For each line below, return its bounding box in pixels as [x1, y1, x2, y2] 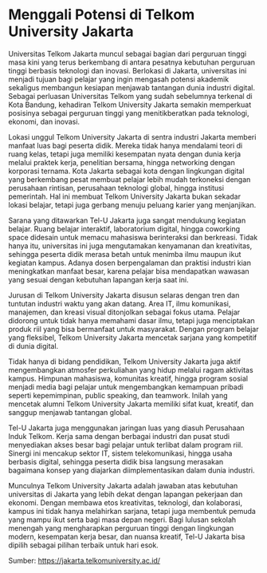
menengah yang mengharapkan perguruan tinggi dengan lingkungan [8, 523, 234, 532]
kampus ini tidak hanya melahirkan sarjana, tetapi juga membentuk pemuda [8, 506, 257, 516]
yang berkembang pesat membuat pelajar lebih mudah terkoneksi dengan [8, 174, 251, 184]
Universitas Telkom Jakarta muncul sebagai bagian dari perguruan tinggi [8, 49, 247, 58]
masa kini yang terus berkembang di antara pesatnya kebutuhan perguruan [8, 57, 256, 67]
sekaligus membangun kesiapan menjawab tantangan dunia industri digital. [8, 82, 256, 93]
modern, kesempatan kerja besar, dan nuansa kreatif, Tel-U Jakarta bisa [8, 532, 245, 541]
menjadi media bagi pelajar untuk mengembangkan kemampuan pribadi [8, 381, 244, 392]
